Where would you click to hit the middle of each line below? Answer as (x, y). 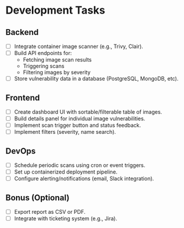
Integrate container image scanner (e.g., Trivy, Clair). (78, 46)
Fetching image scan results (57, 60)
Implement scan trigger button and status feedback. (78, 126)
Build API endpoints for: (43, 53)
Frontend (23, 97)
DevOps (21, 151)
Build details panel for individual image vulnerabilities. (80, 118)
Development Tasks (55, 10)
